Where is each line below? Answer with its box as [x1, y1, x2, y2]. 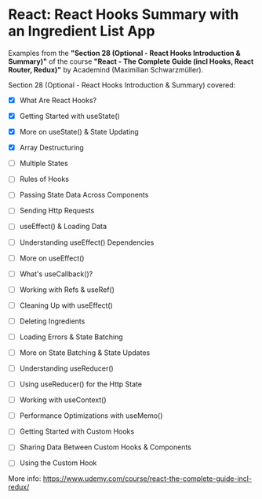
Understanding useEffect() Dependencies [19, 238, 155, 247]
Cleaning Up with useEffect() [19, 301, 114, 310]
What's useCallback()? [19, 269, 93, 279]
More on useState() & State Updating [19, 128, 139, 137]
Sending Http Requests [19, 206, 95, 216]
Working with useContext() [19, 395, 107, 405]
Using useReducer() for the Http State [19, 379, 143, 389]
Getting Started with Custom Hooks [19, 427, 135, 436]
